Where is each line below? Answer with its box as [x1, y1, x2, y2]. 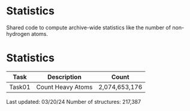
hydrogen [6, 30, 30, 37]
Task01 [9, 82, 31, 91]
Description [47, 73, 82, 81]
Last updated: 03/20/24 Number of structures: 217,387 [6, 98, 141, 105]
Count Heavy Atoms [36, 82, 93, 91]
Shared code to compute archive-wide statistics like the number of [6, 24, 171, 31]
